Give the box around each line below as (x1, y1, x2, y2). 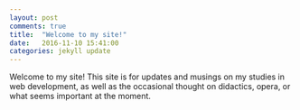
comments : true (9, 22, 67, 31)
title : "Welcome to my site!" (9, 30, 127, 39)
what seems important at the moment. (9, 91, 152, 102)
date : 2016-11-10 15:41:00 (9, 38, 119, 48)
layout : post (9, 13, 59, 23)
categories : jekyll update (9, 47, 111, 56)
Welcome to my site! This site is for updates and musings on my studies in (9, 71, 286, 82)
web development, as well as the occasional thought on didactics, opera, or (9, 81, 291, 92)
